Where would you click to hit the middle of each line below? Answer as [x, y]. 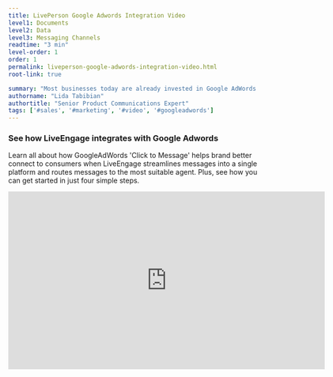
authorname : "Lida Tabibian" [56, 96]
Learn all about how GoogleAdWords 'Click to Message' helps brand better [130, 156]
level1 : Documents [38, 23]
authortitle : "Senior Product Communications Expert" [99, 104]
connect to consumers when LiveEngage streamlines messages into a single [133, 164]
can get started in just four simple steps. [74, 181]
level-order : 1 [33, 52]
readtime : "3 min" [38, 45]
